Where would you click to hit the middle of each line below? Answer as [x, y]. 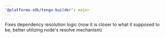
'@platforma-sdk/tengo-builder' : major [47, 10]
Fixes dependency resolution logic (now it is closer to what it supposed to [82, 24]
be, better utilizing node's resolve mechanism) [54, 30]
